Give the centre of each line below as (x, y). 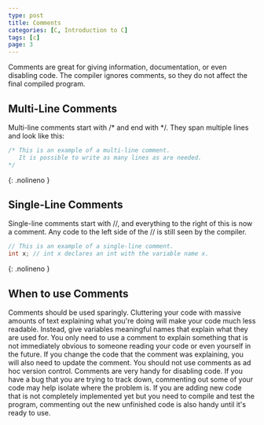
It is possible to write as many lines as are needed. (110, 157)
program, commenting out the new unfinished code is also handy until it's (127, 404)
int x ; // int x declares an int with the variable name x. (109, 254)
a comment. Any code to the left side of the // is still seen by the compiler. (128, 232)
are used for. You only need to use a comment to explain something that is (128, 337)
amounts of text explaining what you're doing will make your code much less (132, 320)
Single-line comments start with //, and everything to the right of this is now (130, 224)
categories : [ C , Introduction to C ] (68, 30)
